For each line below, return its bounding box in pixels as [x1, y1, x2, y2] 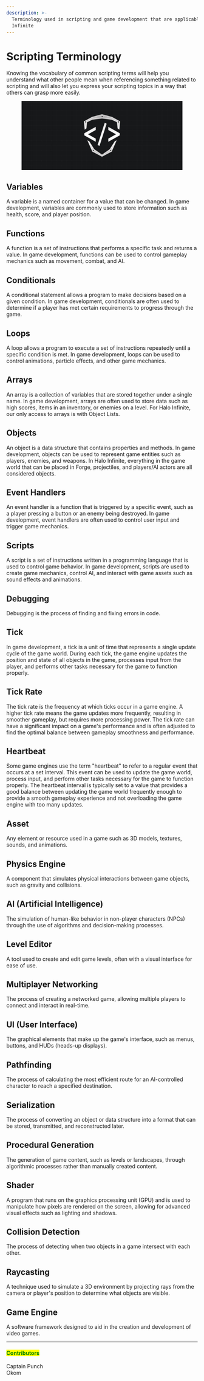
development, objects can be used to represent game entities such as [6, 450, 181, 458]
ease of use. [6, 961, 38, 969]
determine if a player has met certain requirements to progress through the [6, 304, 194, 312]
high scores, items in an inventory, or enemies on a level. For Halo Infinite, [6, 404, 191, 411]
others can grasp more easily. [6, 89, 81, 97]
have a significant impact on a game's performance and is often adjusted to [6, 722, 195, 729]
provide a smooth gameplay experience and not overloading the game [6, 794, 182, 802]
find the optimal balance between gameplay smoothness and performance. [6, 729, 195, 736]
